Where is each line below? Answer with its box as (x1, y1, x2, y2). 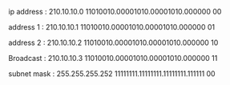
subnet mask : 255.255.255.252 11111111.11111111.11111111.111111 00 (8, 69, 216, 79)
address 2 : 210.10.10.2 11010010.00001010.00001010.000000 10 (8, 38, 219, 47)
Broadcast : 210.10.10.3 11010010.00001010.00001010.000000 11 (8, 54, 218, 63)
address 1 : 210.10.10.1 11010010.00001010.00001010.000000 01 (8, 22, 215, 31)
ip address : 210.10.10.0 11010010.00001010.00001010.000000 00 (8, 7, 222, 16)
